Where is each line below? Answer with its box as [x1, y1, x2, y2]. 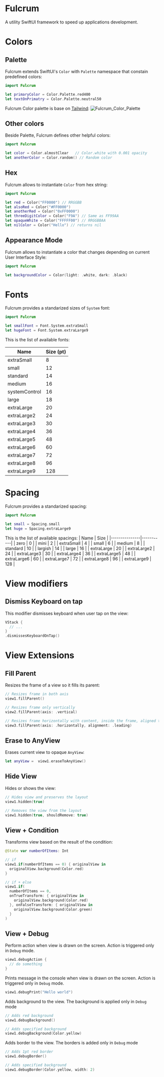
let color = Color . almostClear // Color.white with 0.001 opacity [5, 151, 147, 156]
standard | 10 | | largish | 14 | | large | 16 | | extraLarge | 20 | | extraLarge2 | [5, 545, 155, 551]
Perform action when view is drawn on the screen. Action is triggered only [5, 943, 155, 949]
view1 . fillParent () [5, 696, 45, 701]
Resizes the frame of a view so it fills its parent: [5, 682, 100, 688]
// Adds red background [5, 1013, 54, 1018]
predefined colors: [5, 74, 42, 80]
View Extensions [5, 650, 75, 661]
